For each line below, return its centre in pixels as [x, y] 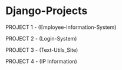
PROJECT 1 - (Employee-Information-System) [61, 27]
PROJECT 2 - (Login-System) [41, 38]
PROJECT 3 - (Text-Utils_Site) [42, 50]
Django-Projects [47, 11]
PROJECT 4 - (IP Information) [41, 61]
